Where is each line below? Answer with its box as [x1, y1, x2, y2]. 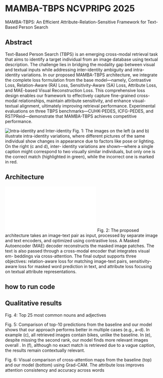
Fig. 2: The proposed [97, 227, 139, 233]
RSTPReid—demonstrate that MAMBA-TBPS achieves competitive [5, 113, 137, 119]
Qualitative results [5, 299, 62, 307]
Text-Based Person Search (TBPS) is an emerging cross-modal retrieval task [5, 51, 158, 57]
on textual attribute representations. [5, 269, 77, 274]
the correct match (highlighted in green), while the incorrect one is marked [5, 154, 154, 160]
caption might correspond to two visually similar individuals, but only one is [5, 148, 156, 154]
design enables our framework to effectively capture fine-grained [5, 92, 136, 98]
